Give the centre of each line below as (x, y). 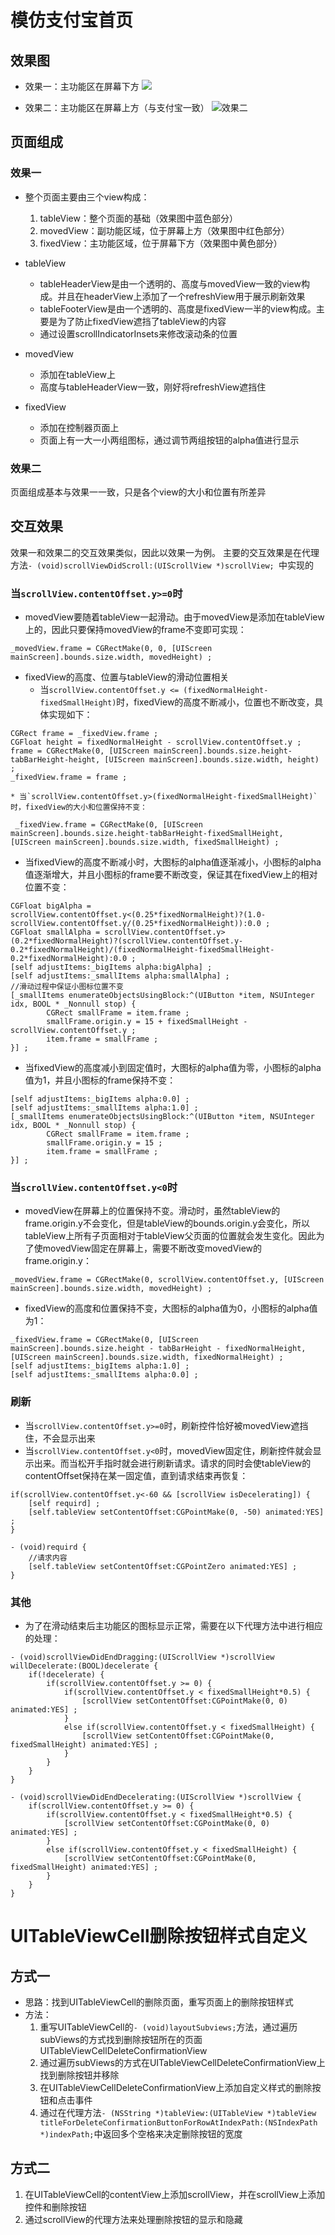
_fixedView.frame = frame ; (69, 777)
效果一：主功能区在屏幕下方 (82, 86)
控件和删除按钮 (55, 2207)
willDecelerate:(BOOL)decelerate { (84, 1666)
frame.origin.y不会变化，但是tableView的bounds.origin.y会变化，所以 (167, 1223)
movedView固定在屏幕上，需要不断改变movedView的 (152, 1248)
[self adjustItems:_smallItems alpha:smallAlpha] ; (120, 976)
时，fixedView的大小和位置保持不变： (79, 807)
